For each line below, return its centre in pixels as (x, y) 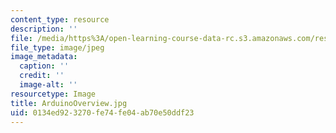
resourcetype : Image (53, 94)
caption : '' (44, 66)
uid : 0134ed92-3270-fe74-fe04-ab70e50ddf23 (102, 112)
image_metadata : (44, 57)
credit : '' (42, 76)
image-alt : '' (48, 85)
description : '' (44, 29)
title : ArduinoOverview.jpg (69, 103)
